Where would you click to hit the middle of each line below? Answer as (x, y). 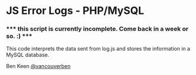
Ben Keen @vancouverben (38, 66)
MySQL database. (28, 55)
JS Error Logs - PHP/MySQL (75, 11)
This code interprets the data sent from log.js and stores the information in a (98, 49)
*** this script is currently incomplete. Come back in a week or (97, 29)
